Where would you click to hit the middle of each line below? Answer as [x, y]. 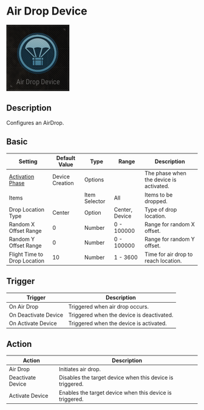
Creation [63, 183]
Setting [28, 161]
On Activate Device [33, 323]
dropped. [156, 201]
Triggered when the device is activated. [117, 323]
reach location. [163, 260]
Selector [95, 201]
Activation [22, 176]
